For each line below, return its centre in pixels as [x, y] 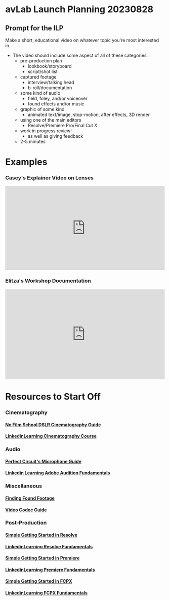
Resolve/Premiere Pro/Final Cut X [62, 125]
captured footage [38, 77]
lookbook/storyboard [50, 66]
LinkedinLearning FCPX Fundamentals [46, 593]
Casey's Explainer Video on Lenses [50, 178]
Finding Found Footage [30, 498]
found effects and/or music [56, 104]
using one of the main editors [51, 120]
